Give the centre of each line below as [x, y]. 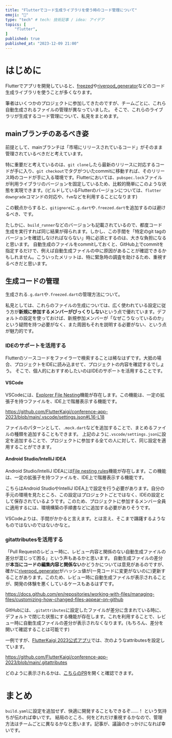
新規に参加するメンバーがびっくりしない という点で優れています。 [88, 312]
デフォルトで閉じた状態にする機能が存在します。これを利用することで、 [81, 617]
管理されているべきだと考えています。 [45, 153]
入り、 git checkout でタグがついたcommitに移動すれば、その [87, 171]
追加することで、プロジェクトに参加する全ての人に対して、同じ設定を [88, 440]
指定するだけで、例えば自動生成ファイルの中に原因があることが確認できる [84, 250]
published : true [23, 39]
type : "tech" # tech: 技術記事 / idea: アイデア [55, 20]
